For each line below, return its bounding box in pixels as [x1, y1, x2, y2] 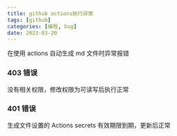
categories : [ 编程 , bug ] [7, 23, 77, 30]
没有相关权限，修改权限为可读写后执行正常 [7, 85, 129, 93]
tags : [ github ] [7, 17, 51, 23]
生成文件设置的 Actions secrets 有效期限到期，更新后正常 [7, 121, 171, 129]
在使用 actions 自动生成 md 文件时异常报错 [7, 49, 130, 57]
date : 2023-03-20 [7, 29, 58, 37]
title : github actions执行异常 [7, 10, 94, 17]
